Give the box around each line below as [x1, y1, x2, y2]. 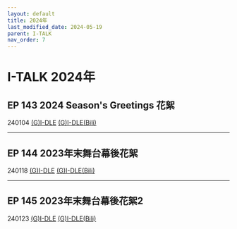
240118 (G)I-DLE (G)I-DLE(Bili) [7, 166, 95, 175]
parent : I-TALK [7, 30, 52, 37]
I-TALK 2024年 [7, 69, 96, 85]
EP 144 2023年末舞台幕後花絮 [7, 147, 138, 159]
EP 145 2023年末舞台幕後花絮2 [7, 195, 144, 207]
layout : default [7, 10, 55, 18]
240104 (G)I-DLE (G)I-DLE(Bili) [7, 118, 97, 127]
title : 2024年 [7, 17, 48, 24]
